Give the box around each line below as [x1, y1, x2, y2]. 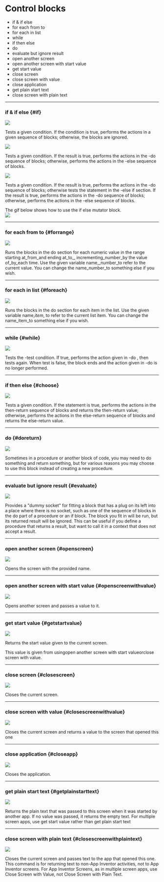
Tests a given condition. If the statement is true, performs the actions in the [5, 402, 156, 408]
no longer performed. [5, 365, 48, 371]
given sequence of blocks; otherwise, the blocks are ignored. [5, 134, 128, 140]
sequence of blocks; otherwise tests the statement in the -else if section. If [5, 187, 156, 193]
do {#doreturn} [5, 434, 42, 441]
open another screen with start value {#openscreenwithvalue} [5, 582, 156, 589]
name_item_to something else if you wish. [5, 317, 89, 323]
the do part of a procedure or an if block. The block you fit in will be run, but [5, 513, 158, 519]
